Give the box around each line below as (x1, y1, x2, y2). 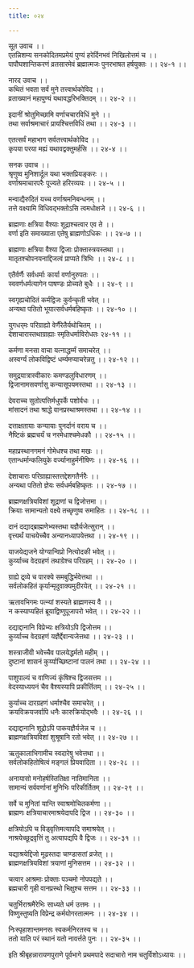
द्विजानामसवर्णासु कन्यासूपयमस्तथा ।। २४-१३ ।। (8, 380, 137, 389)
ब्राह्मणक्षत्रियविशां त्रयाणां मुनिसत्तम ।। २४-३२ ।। (8, 858, 135, 867)
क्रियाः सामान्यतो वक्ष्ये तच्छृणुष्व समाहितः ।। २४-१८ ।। (8, 505, 151, 515)
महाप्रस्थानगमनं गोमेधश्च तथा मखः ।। (8, 446, 104, 455)
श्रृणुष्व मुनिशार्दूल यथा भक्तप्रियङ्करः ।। (8, 168, 109, 178)
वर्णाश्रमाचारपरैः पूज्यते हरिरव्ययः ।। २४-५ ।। (8, 178, 126, 188)
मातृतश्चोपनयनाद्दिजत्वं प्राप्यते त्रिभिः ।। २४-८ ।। (8, 253, 135, 263)
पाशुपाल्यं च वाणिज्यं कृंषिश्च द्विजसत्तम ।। (8, 672, 113, 682)
